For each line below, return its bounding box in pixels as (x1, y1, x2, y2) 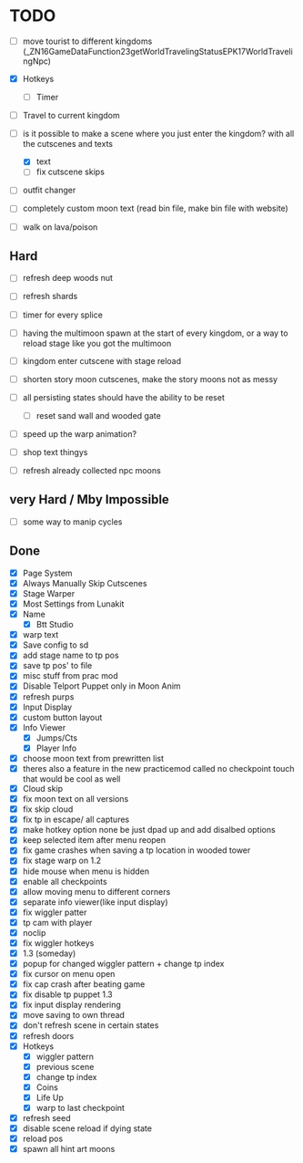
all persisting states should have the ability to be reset (22, 391, 226, 402)
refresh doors (22, 1030, 75, 1041)
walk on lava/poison (22, 221, 98, 233)
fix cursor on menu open (22, 969, 116, 980)
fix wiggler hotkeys (22, 937, 95, 949)
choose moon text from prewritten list (22, 753, 165, 763)
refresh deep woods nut (22, 273, 114, 284)
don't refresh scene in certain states (22, 1020, 159, 1031)
